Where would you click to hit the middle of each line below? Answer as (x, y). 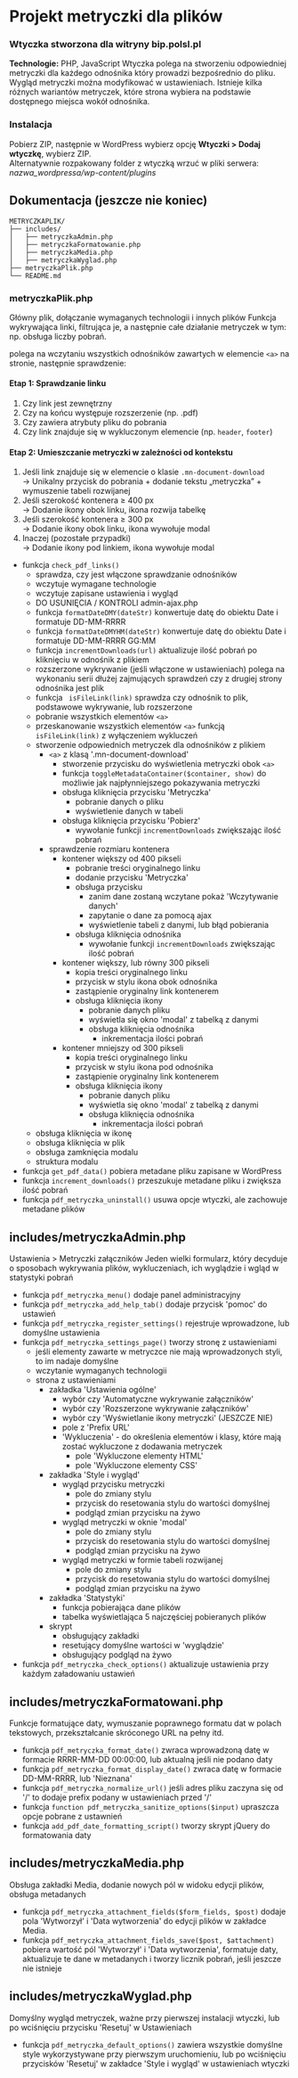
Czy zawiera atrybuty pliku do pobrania (94, 423)
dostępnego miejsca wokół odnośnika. (80, 102)
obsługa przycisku (109, 887)
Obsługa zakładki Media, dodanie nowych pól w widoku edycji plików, (137, 1885)
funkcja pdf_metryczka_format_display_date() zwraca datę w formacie (152, 1769)
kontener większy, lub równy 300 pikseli (136, 963)
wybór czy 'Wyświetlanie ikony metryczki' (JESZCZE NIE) (167, 1418)
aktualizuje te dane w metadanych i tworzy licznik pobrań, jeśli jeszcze (152, 1959)
